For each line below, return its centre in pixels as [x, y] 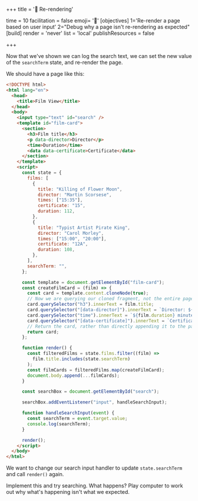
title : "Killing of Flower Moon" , [80, 189]
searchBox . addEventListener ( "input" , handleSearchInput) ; [94, 402]
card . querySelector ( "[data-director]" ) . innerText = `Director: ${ [110, 310]
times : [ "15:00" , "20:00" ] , [72, 239]
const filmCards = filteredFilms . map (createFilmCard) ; [96, 370]
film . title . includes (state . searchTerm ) [81, 359]
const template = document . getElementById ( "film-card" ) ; [93, 282]
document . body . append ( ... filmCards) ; [73, 376]
